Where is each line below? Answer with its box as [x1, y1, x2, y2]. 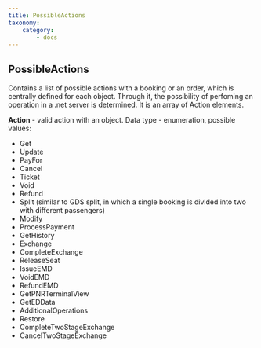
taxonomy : [8, 19, 41, 27]
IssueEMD [19, 264, 53, 273]
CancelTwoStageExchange [19, 331, 107, 340]
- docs [36, 33, 58, 42]
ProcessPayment [19, 222, 74, 232]
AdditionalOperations [19, 306, 89, 315]
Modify [19, 214, 43, 224]
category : [22, 26, 55, 34]
